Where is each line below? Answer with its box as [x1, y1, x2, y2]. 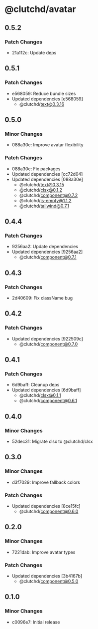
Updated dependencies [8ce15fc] [11, 503, 81, 509]
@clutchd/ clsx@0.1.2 [19, 187, 63, 193]
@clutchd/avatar [4, 3, 76, 15]
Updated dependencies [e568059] [11, 96, 83, 102]
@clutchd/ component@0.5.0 [19, 578, 79, 584]
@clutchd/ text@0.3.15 [19, 181, 64, 188]
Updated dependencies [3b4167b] [11, 573, 83, 579]
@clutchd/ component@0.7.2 [19, 192, 78, 198]
